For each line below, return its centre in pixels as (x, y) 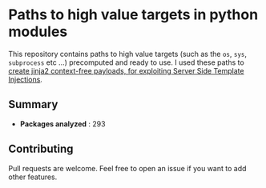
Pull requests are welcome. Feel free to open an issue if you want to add (127, 168)
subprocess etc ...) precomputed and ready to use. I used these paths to (126, 62)
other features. (33, 177)
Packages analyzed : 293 (62, 124)
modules (38, 32)
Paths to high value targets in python (133, 15)
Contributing (41, 149)
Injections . (25, 79)
